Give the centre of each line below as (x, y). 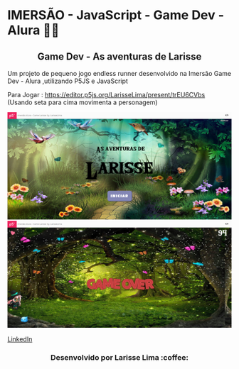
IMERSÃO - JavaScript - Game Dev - (116, 15)
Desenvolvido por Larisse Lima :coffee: (119, 357)
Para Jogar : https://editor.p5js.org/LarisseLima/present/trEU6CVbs (106, 95)
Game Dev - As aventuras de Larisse (119, 56)
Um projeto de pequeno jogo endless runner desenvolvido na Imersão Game (119, 73)
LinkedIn (20, 339)
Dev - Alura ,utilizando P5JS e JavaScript (68, 81)
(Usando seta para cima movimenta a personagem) (83, 102)
